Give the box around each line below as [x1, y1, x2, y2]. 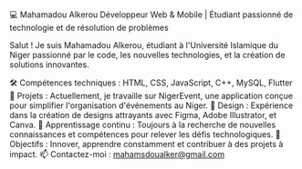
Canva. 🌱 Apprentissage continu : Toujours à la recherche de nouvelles [9, 119, 276, 130]
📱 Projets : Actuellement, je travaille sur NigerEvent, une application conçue [9, 91, 294, 101]
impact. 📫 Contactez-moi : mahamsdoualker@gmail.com [9, 149, 225, 159]
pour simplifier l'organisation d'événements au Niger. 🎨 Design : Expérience [9, 100, 294, 111]
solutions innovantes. [9, 59, 89, 70]
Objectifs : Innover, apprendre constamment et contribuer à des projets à [9, 139, 284, 149]
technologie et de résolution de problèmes [9, 23, 169, 33]
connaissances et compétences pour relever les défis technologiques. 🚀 [9, 129, 281, 140]
